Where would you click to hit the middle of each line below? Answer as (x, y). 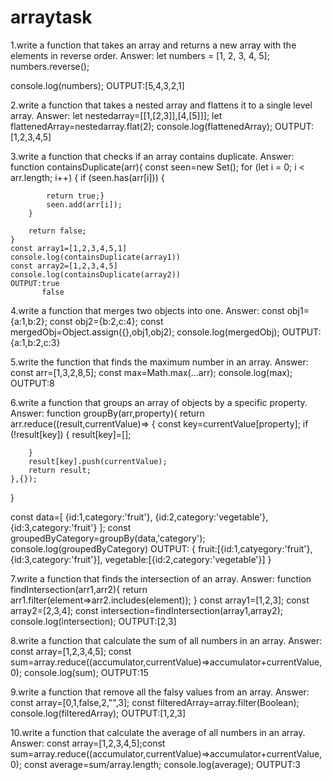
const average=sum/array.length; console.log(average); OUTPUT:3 (162, 764)
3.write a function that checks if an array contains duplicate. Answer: (152, 156)
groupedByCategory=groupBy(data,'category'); (108, 538)
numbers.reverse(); (50, 66)
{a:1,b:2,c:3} (35, 342)
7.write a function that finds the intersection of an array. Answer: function (161, 578)
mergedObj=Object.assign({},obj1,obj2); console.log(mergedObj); (145, 332)
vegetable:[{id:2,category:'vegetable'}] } (188, 559)
